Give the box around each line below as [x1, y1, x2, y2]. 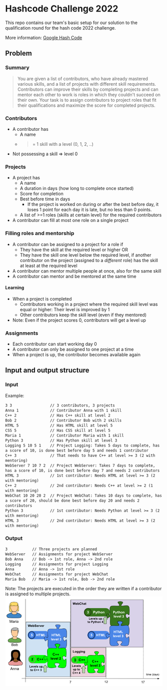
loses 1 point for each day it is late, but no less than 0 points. [27, 206, 152, 213]
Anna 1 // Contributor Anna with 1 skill [5, 408, 122, 413]
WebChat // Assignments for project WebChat [5, 572, 108, 577]
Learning [5, 285, 24, 291]
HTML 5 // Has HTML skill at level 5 [5, 423, 113, 428]
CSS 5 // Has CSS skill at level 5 [5, 428, 111, 433]
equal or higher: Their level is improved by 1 [19, 306, 110, 312]
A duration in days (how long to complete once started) [19, 185, 134, 191]
